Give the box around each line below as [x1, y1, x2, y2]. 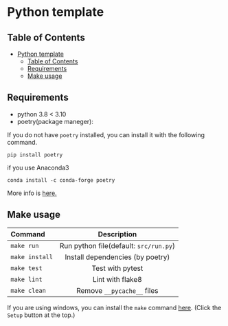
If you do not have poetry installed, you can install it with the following [7, 130, 205, 139]
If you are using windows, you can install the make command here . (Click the [7, 303, 222, 312]
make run [10, 242, 39, 249]
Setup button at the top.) [7, 311, 76, 319]
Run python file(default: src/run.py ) [59, 241, 175, 250]
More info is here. [7, 189, 57, 197]
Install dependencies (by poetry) [65, 252, 170, 262]
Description [98, 229, 137, 238]
